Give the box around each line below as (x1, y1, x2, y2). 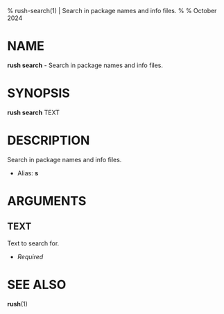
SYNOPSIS (7, 85, 71, 101)
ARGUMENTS (7, 193, 87, 209)
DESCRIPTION (7, 132, 90, 148)
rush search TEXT (7, 108, 60, 116)
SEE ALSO (7, 277, 67, 293)
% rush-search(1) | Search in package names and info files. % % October (7, 7, 217, 15)
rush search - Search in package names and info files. (7, 61, 163, 69)
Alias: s (17, 168, 39, 177)
